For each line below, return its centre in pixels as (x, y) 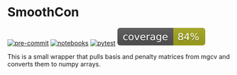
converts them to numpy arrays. (54, 64)
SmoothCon (43, 12)
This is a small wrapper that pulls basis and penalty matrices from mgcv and (119, 56)
